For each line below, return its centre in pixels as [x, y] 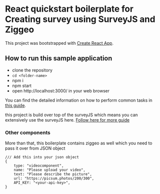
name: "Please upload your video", [50, 170]
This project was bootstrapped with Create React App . [59, 43]
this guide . [16, 105]
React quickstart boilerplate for [69, 9]
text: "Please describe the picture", [53, 174]
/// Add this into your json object [42, 157]
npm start [22, 86]
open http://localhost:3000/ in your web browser [61, 90]
